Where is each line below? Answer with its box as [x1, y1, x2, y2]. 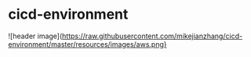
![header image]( [8, 31, 63, 41]
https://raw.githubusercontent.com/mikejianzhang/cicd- [61, 31, 243, 41]
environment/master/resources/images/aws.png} [8, 39, 167, 48]
